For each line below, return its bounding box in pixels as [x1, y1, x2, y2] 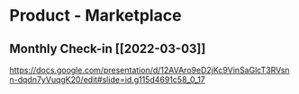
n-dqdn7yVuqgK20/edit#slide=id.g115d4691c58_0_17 [9, 74, 205, 85]
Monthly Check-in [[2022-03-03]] [9, 41, 206, 56]
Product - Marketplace [9, 5, 182, 26]
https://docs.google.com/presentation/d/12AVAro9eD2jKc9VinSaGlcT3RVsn [9, 64, 290, 75]
